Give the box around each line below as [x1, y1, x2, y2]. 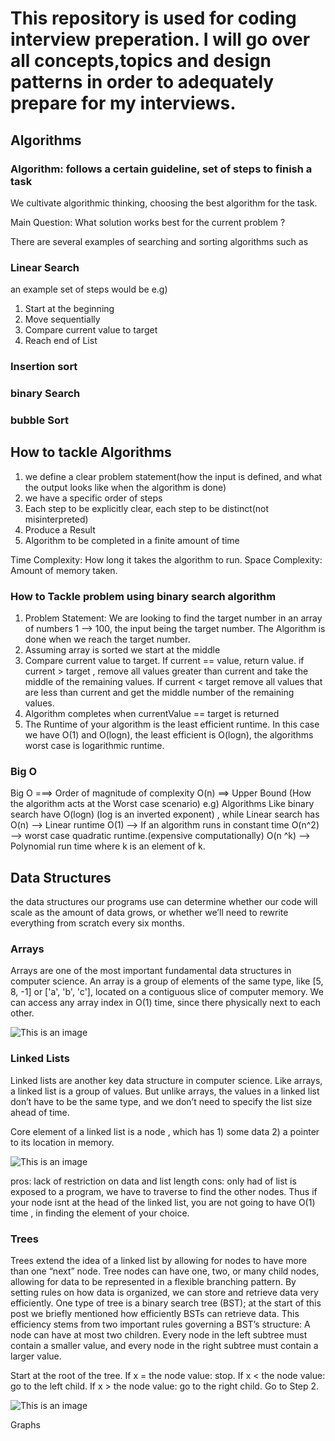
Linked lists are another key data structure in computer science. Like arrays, [10, 1074, 323, 1086]
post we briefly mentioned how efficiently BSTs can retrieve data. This [10, 1308, 300, 1320]
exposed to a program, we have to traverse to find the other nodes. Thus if [10, 1185, 318, 1197]
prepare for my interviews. [10, 92, 237, 115]
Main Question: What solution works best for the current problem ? [10, 216, 286, 228]
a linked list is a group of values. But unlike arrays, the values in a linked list [10, 1085, 320, 1097]
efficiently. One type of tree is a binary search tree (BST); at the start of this [10, 1297, 322, 1309]
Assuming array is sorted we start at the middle [24, 644, 221, 656]
